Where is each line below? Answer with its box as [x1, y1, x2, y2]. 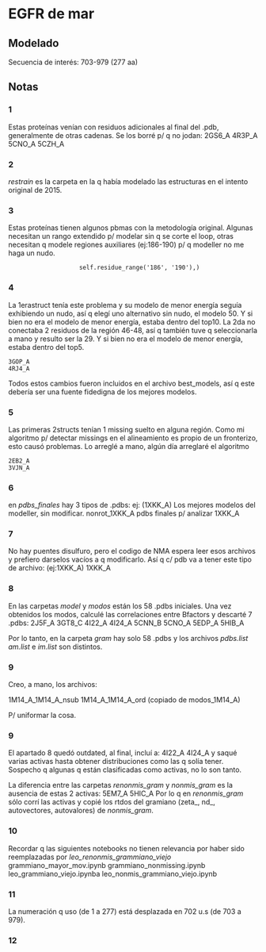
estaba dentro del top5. [8, 342, 85, 351]
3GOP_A [8, 358, 30, 366]
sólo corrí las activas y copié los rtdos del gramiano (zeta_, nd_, [8, 797, 215, 807]
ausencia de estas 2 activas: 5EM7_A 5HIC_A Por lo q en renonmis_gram [8, 789, 244, 798]
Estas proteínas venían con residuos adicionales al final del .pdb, [8, 122, 219, 132]
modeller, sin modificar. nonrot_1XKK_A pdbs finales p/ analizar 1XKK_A [8, 509, 240, 518]
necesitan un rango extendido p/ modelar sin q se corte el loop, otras [8, 232, 234, 241]
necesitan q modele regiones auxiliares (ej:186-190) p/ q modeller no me [8, 240, 245, 250]
